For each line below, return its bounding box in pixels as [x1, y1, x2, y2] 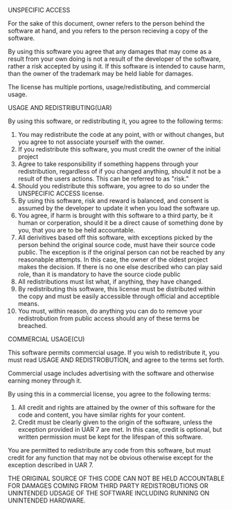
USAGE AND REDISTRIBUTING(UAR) [8, 104, 113, 111]
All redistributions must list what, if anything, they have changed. [17, 277, 203, 286]
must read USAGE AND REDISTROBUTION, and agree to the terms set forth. [8, 356, 224, 364]
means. [17, 300, 39, 307]
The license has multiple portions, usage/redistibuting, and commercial [8, 83, 211, 91]
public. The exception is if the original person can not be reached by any [17, 248, 225, 256]
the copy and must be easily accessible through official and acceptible [17, 292, 220, 300]
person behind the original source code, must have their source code [17, 241, 215, 248]
